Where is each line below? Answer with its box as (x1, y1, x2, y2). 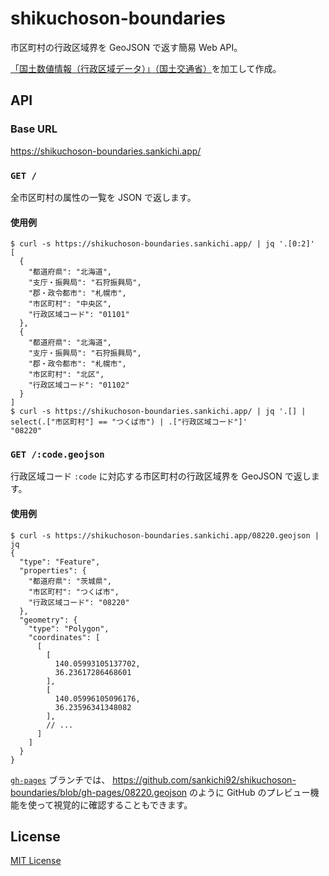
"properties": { (19, 565, 87, 576)
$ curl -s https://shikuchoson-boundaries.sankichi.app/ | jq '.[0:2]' (10, 239, 315, 249)
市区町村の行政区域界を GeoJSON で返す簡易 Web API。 (10, 41, 243, 53)
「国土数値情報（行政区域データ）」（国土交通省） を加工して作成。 (10, 62, 282, 74)
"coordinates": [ (28, 632, 101, 642)
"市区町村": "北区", (28, 370, 105, 380)
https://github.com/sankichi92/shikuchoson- (112, 773, 297, 786)
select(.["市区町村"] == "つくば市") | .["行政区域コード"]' (10, 417, 248, 427)
